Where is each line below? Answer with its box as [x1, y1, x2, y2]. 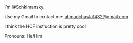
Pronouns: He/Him [4, 33, 43, 39]
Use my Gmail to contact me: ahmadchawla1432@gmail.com [4, 14, 128, 19]
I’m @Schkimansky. [4, 4, 44, 10]
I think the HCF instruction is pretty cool [4, 23, 86, 29]
